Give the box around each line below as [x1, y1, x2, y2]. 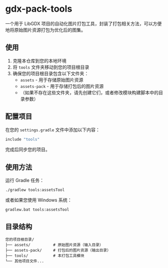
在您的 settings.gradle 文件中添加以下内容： [5, 127, 100, 133]
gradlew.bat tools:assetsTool [5, 207, 70, 213]
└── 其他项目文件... [5, 259, 44, 264]
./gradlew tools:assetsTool [5, 188, 65, 193]
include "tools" [5, 137, 40, 142]
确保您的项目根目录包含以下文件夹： [12, 70, 89, 76]
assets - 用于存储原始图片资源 [20, 77, 83, 83]
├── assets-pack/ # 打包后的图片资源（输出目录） [5, 248, 111, 253]
